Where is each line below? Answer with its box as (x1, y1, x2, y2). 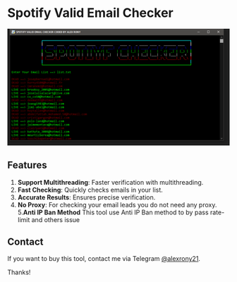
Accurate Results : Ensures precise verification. (17, 192, 156, 202)
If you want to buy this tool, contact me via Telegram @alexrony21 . (7, 255, 201, 263)
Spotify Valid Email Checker (7, 5, 174, 21)
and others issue (31, 215, 80, 223)
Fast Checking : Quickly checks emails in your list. (17, 185, 164, 194)
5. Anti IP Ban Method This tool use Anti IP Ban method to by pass (17, 208, 209, 216)
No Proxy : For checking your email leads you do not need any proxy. (17, 200, 217, 209)
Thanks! (7, 268, 31, 276)
